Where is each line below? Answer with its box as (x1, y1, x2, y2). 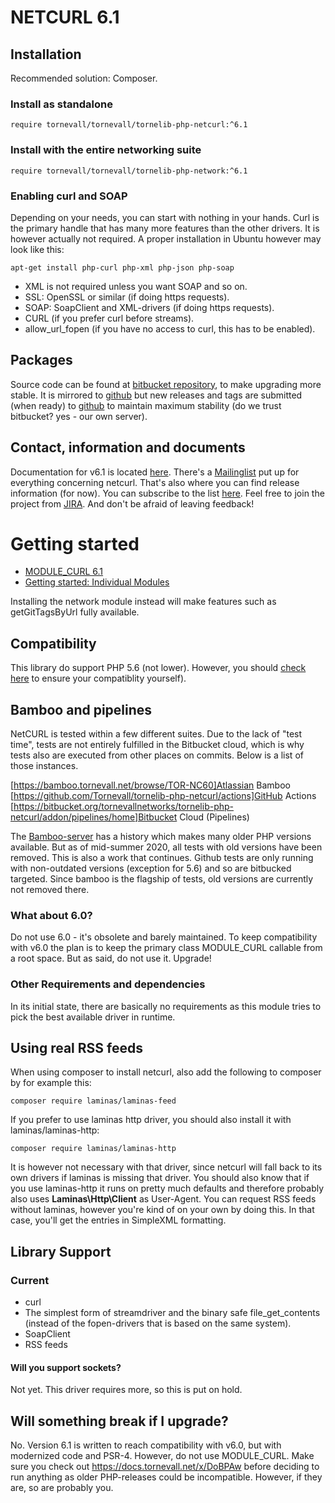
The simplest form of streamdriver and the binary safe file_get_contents (24, 1307, 321, 1319)
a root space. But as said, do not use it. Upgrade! (10, 952, 212, 965)
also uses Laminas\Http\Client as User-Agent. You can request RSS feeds (10, 1193, 317, 1205)
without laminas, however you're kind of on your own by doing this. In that (10, 1204, 315, 1216)
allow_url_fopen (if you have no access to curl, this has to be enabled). (24, 322, 316, 335)
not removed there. (10, 884, 90, 896)
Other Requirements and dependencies (10, 977, 206, 991)
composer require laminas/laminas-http (10, 1144, 177, 1154)
